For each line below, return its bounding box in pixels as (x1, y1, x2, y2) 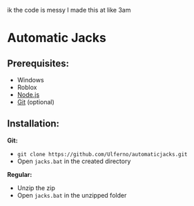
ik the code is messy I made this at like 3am (7, 6, 131, 14)
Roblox (17, 83, 37, 91)
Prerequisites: (7, 57, 69, 69)
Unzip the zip (17, 183, 55, 192)
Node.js (17, 91, 40, 99)
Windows (17, 76, 44, 84)
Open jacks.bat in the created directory (17, 157, 131, 165)
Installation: (7, 118, 60, 130)
